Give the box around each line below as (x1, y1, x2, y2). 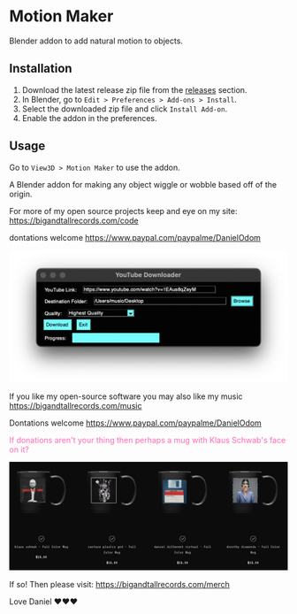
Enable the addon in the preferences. (21, 112, 157, 123)
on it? (9, 444, 29, 455)
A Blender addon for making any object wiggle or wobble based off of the (9, 179, 277, 189)
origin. (9, 188, 33, 199)
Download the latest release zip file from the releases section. (21, 84, 247, 95)
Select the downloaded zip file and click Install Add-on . (21, 104, 228, 114)
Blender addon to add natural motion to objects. (9, 35, 184, 46)
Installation (9, 61, 72, 76)
